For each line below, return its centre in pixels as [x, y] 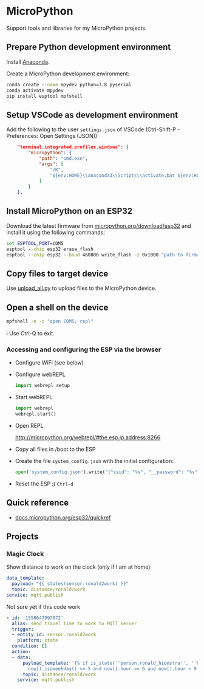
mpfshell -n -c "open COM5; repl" [50, 321]
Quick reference [38, 503]
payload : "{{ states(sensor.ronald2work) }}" [70, 584]
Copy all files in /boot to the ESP [55, 449]
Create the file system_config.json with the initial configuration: [94, 461]
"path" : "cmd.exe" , [63, 158]
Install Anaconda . [28, 61]
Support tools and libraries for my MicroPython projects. [76, 28]
